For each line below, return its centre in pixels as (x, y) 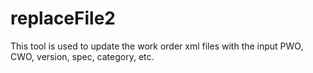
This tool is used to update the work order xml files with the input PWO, (157, 46)
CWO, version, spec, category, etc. (82, 56)
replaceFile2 (63, 18)
